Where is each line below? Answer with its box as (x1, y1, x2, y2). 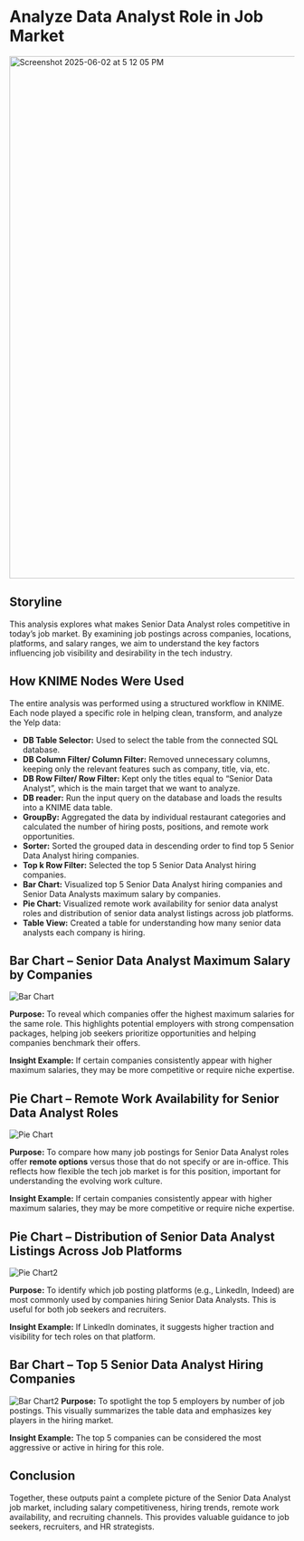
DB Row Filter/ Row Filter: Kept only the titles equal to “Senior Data (22, 772, 273, 784)
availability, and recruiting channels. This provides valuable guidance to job (9, 1511, 290, 1522)
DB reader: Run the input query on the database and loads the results (22, 792, 282, 803)
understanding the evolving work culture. (9, 1175, 163, 1187)
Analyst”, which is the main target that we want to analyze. (22, 782, 241, 793)
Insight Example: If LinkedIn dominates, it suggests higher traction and (9, 1322, 274, 1332)
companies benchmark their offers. (9, 1038, 141, 1048)
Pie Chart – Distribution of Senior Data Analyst (9, 1229, 275, 1244)
